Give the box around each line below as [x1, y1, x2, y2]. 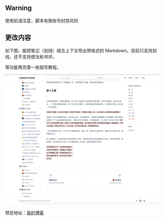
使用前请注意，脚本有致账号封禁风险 [5, 17, 79, 24]
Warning [5, 4, 32, 12]
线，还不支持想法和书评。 [5, 54, 57, 60]
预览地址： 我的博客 [5, 210, 44, 216]
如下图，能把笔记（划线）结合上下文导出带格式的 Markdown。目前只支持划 [5, 47, 157, 53]
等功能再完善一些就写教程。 [5, 64, 61, 70]
